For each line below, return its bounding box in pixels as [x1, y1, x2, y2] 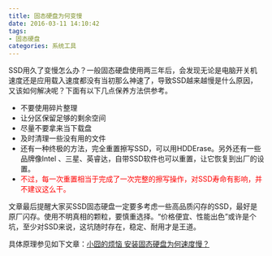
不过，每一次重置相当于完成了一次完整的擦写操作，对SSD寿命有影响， [19, 174, 256, 184]
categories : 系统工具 [8, 42, 77, 50]
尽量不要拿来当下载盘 [19, 124, 92, 133]
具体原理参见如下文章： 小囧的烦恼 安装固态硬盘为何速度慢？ [8, 239, 209, 249]
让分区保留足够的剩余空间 [19, 113, 106, 123]
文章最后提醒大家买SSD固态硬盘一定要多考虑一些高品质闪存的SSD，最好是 [8, 202, 258, 211]
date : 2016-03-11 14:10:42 [8, 20, 100, 28]
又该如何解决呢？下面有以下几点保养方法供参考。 [8, 86, 172, 96]
